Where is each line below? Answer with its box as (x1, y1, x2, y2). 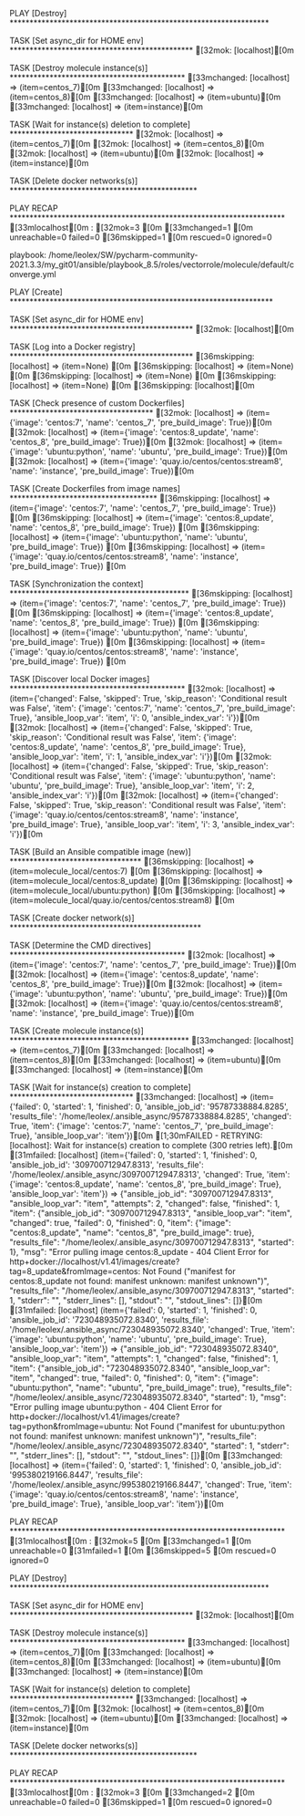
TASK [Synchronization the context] (9, 578, 144, 589)
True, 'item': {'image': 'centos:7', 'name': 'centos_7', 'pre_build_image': (9, 1121, 274, 1131)
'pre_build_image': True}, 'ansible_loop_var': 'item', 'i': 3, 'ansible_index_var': (9, 819, 295, 829)
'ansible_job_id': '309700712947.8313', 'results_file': (9, 1159, 204, 1170)
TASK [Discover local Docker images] (9, 674, 150, 684)
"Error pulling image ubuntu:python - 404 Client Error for (9, 1402, 223, 1412)
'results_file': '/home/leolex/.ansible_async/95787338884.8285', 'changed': (9, 1111, 292, 1121)
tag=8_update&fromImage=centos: (9, 1266, 141, 1276)
